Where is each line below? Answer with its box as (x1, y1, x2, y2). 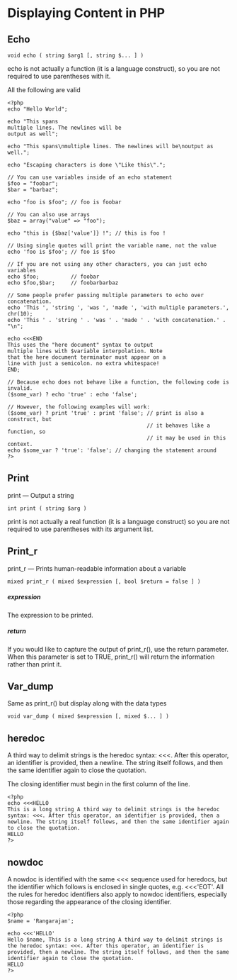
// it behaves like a (146, 422, 211, 429)
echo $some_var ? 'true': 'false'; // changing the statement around (7, 447, 217, 454)
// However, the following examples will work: (7, 403, 151, 411)
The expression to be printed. (7, 611, 93, 619)
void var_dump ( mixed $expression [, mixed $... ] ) (7, 713, 170, 720)
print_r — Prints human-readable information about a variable (7, 564, 186, 572)
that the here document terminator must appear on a (7, 354, 166, 361)
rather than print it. (7, 659, 62, 668)
